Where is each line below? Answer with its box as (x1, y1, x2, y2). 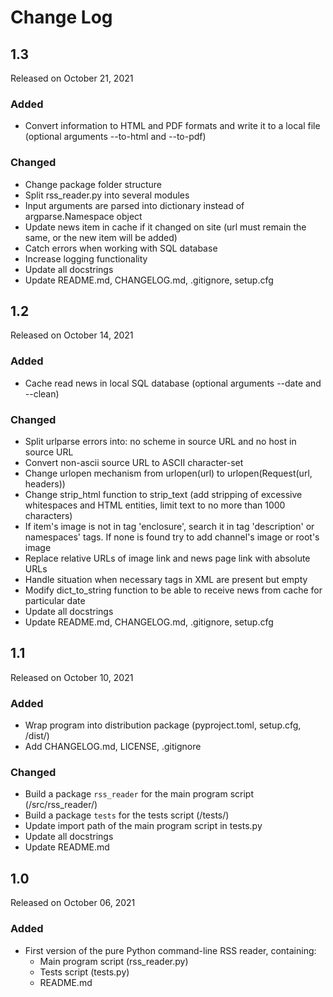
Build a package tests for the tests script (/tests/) (24, 809, 230, 821)
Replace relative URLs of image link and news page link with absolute (24, 552, 311, 564)
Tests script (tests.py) (39, 966, 130, 978)
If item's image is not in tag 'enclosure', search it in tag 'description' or (24, 521, 315, 532)
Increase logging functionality (24, 252, 148, 265)
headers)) (24, 478, 66, 490)
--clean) (24, 387, 60, 400)
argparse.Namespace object (24, 210, 143, 222)
